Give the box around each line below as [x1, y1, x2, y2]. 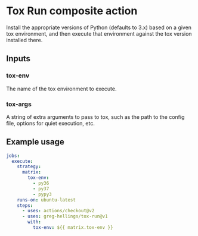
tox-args [6, 100, 32, 108]
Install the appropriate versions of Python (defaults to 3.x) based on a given [6, 24, 192, 31]
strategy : [17, 163, 42, 170]
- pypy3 [32, 191, 52, 197]
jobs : [6, 153, 20, 159]
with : [27, 219, 42, 225]
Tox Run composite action [6, 4, 138, 18]
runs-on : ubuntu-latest [17, 197, 76, 203]
